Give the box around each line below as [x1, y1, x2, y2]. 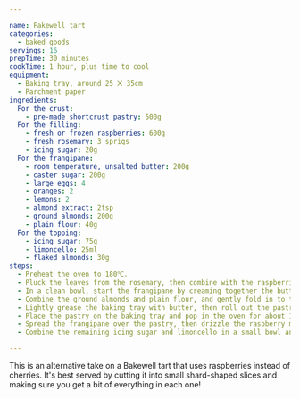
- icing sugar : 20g [25, 145, 98, 154]
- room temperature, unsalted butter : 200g [25, 162, 190, 170]
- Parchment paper [17, 87, 87, 96]
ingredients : [9, 96, 58, 104]
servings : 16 [9, 46, 58, 54]
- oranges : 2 [25, 187, 74, 196]
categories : [9, 29, 54, 38]
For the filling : [17, 121, 82, 129]
